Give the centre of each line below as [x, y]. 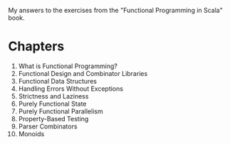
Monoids [31, 133]
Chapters [36, 46]
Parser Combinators [48, 126]
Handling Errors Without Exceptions [71, 89]
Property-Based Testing [53, 118]
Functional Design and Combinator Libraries [83, 73]
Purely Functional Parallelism [61, 111]
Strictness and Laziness [53, 96]
